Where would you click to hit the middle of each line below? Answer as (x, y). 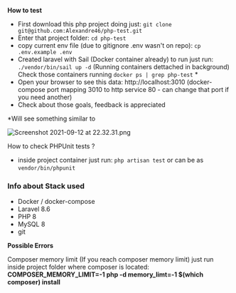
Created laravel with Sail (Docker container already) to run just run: (116, 59)
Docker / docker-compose (56, 202)
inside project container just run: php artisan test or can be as (111, 160)
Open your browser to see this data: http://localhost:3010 (101, 82)
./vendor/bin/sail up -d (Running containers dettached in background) (123, 67)
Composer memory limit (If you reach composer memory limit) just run (111, 259)
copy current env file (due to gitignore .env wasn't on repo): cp (109, 45)
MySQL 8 (31, 225)
